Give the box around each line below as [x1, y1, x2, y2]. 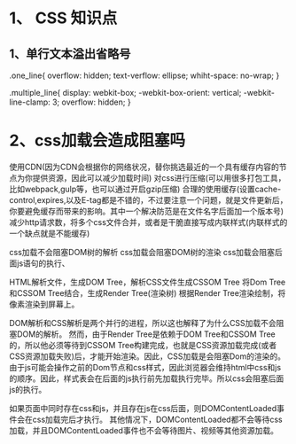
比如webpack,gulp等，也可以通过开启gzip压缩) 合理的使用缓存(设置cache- [9, 183, 282, 194]
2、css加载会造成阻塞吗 [9, 130, 186, 151]
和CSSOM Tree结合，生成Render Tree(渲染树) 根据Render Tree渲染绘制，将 [9, 287, 286, 298]
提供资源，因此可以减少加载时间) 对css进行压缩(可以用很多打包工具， [32, 172, 286, 183]
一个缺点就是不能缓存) [9, 228, 90, 238]
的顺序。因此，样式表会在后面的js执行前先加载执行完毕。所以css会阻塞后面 [9, 373, 284, 384]
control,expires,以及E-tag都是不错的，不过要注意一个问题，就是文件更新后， [9, 194, 288, 205]
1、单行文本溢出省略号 [9, 46, 131, 61]
